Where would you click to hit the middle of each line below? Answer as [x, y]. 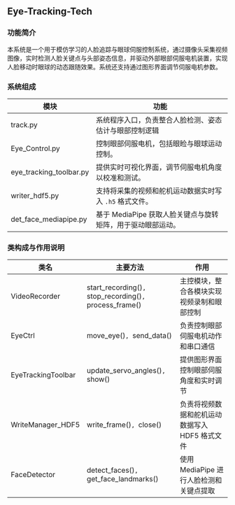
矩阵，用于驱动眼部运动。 [138, 225]
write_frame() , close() [124, 425]
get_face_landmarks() [122, 479]
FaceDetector [33, 475]
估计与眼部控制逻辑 [127, 130]
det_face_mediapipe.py [49, 219]
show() [98, 379]
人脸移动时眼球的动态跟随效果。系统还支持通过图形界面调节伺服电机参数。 [114, 66]
